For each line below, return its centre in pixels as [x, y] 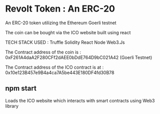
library [12, 106]
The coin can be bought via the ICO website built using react [68, 32]
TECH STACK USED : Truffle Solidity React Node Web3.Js [65, 42]
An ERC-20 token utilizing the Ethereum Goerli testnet [61, 23]
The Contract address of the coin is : [43, 52]
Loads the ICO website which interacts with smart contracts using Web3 [80, 100]
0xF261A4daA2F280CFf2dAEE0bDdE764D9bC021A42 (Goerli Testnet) [79, 57]
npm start [21, 89]
